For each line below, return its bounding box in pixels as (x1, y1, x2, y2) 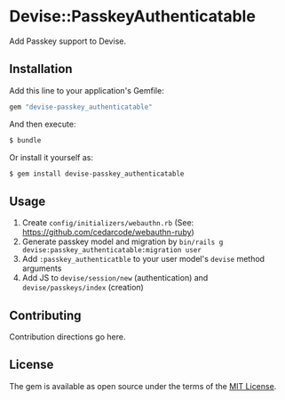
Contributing (9, 307, 82, 322)
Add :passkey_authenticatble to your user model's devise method (21, 254, 265, 265)
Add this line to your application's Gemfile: (9, 85, 164, 95)
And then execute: (9, 118, 76, 129)
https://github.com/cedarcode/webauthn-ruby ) (21, 227, 195, 238)
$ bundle (9, 135, 42, 144)
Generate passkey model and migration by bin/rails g (21, 236, 224, 247)
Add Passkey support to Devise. (9, 36, 127, 46)
